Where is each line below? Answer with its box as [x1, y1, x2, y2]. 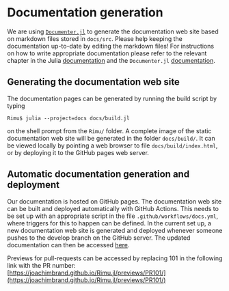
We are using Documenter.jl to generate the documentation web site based [7, 27, 219, 36]
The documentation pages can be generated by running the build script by [7, 94, 217, 102]
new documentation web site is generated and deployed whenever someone [7, 226, 223, 234]
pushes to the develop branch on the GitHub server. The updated [7, 234, 191, 242]
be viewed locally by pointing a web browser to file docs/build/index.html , [7, 141, 218, 150]
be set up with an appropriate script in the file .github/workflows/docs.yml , [7, 212, 219, 220]
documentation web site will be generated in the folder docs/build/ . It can [7, 134, 215, 142]
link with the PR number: [7, 261, 77, 269]
